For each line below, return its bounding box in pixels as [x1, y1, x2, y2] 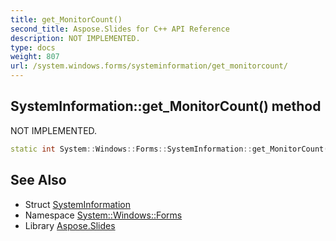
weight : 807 [10, 52, 60, 62]
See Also [10, 172, 67, 189]
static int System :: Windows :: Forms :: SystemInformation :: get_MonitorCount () [10, 144, 333, 154]
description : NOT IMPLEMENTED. [10, 33, 141, 43]
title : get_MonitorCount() [10, 14, 123, 25]
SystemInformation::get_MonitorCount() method [10, 98, 322, 115]
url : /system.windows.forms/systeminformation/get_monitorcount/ [10, 61, 288, 71]
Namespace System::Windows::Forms [24, 209, 183, 221]
